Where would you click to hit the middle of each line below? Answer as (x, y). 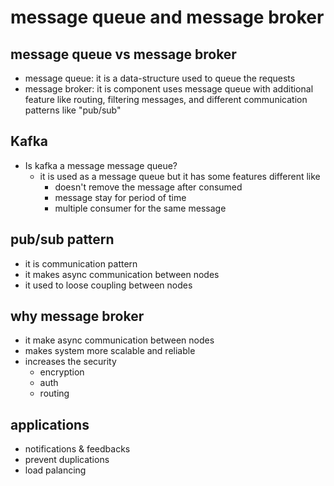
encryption (62, 372)
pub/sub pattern (62, 239)
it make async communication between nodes (119, 340)
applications (50, 424)
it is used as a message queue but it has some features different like (180, 176)
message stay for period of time (120, 197)
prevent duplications (67, 460)
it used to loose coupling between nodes (108, 285)
